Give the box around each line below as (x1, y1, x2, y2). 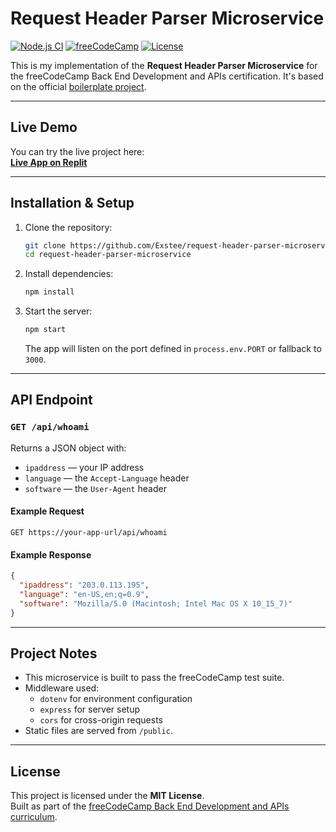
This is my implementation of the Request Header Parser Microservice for (10, 59, 318, 71)
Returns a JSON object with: (10, 442, 127, 454)
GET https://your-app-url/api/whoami (10, 527, 168, 537)
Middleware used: (24, 682, 100, 694)
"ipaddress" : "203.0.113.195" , (19, 580, 150, 591)
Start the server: (24, 305, 93, 317)
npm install (24, 287, 75, 297)
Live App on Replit (10, 156, 88, 168)
